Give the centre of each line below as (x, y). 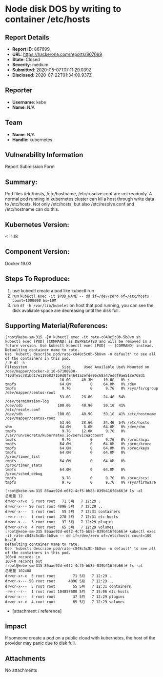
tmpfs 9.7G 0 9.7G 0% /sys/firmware (81, 482)
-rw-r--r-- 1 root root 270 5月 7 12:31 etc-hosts (61, 517)
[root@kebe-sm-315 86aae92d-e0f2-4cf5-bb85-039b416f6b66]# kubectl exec (81, 531)
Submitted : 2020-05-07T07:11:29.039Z (52, 70)
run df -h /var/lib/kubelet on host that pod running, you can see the (83, 305)
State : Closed (26, 59)
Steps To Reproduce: (38, 279)
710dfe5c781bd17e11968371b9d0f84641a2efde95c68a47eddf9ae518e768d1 (75, 375)
